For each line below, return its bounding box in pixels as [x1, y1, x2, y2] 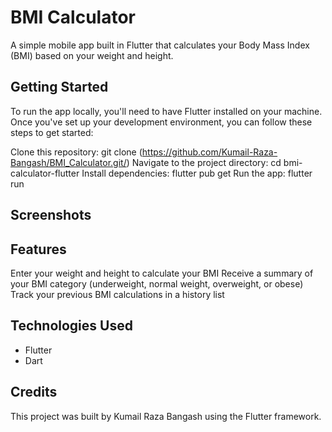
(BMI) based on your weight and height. [10, 49, 174, 61]
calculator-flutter [10, 167, 80, 179]
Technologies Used [10, 317, 133, 335]
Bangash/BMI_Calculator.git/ [10, 156, 127, 168]
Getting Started [10, 79, 109, 96]
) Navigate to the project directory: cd [126, 156, 282, 168]
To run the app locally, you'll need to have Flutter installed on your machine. [10, 105, 323, 117]
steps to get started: [10, 126, 94, 138]
